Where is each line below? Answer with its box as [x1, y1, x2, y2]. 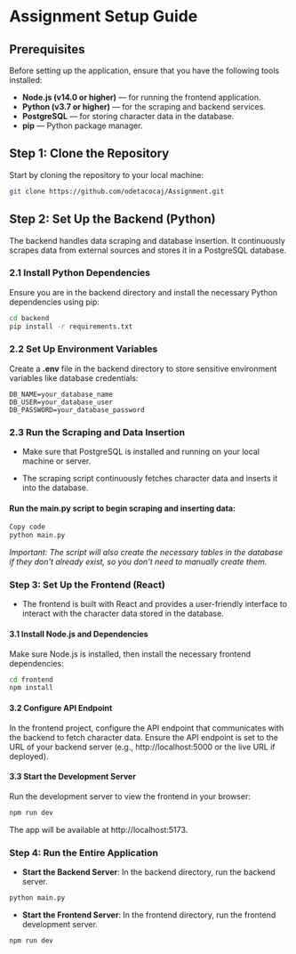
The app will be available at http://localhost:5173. [9, 824, 188, 835]
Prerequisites [9, 42, 85, 57]
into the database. [21, 482, 89, 493]
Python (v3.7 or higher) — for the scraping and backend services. [21, 101, 267, 112]
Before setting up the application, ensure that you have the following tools [9, 65, 280, 76]
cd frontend [9, 675, 53, 684]
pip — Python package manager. [21, 120, 143, 131]
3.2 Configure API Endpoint [9, 702, 113, 713]
